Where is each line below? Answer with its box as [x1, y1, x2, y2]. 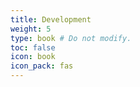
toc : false [10, 42, 56, 53]
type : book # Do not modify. [10, 33, 132, 43]
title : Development [10, 14, 92, 25]
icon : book [10, 52, 56, 62]
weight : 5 [10, 24, 52, 34]
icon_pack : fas [10, 61, 74, 71]
